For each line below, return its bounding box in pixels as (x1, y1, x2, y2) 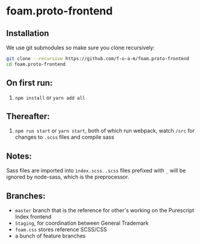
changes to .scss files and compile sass (14, 133, 115, 141)
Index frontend (14, 213, 52, 220)
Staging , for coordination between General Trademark (14, 219, 149, 227)
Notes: (6, 151, 32, 161)
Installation (6, 28, 49, 38)
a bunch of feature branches (14, 233, 86, 239)
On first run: (6, 78, 53, 88)
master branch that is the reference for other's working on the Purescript (14, 207, 195, 214)
